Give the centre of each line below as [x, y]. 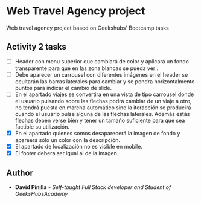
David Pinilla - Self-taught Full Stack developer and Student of [93, 187]
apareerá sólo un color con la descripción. [68, 140]
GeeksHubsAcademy [41, 193]
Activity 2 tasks [36, 47]
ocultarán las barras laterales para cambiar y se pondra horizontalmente [105, 81]
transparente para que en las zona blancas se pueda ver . [87, 68]
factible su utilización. [42, 127]
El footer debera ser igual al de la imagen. [67, 153]
